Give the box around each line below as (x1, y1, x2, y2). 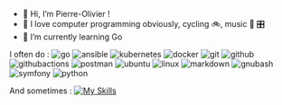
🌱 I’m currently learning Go (22, 31, 123, 42)
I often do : (9, 49, 50, 59)
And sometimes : (9, 85, 72, 96)
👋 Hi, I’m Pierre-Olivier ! (22, 9, 110, 19)
